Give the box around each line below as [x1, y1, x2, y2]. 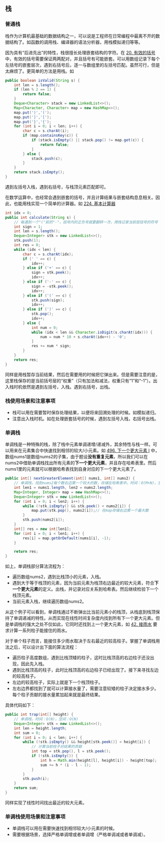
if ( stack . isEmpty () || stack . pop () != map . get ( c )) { [31, 138, 144, 143]
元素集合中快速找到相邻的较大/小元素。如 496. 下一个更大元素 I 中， [22, 447, 160, 453]
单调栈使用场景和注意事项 [5, 813, 66, 820]
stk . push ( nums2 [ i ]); [23, 518, 65, 522]
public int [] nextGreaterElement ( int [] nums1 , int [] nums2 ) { [5, 476, 135, 481]
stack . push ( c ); [31, 156, 63, 161]
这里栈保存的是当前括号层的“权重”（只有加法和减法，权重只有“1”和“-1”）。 [5, 377, 153, 384]
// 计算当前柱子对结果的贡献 [31, 744, 82, 749]
